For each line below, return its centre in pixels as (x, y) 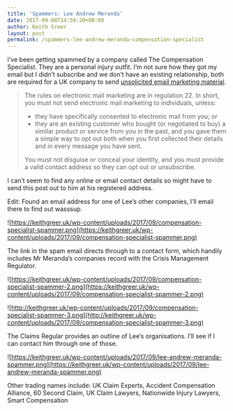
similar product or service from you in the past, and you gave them (130, 131)
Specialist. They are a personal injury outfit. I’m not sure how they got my (112, 67)
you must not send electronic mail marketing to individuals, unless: (120, 103)
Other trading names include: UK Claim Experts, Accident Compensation (111, 386)
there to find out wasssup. (45, 209)
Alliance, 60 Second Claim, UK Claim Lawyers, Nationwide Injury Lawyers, (114, 393)
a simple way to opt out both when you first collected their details (129, 139)
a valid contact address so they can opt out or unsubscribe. (110, 167)
